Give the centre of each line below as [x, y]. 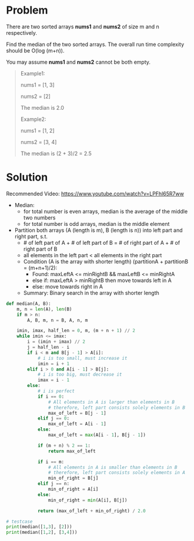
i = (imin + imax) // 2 [56, 342]
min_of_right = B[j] [73, 478]
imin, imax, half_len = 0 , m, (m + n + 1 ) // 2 [76, 331]
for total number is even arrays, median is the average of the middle [106, 211]
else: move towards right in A [67, 286]
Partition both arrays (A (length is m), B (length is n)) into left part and [98, 230]
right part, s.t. [31, 236]
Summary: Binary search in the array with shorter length [91, 293]
